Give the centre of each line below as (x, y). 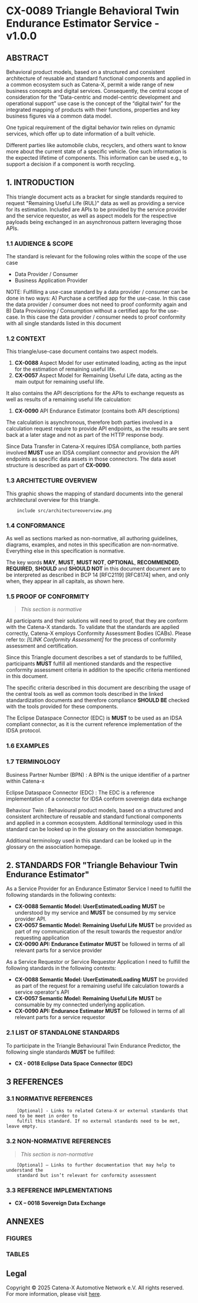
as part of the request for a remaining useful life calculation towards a (99, 986)
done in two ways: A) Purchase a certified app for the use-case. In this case (98, 298)
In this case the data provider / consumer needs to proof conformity (103, 317)
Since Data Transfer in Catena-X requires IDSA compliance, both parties (94, 446)
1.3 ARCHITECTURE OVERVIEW (52, 481)
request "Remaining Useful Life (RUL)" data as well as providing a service (95, 203)
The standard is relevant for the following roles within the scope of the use (96, 257)
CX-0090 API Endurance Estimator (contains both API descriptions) (97, 411)
